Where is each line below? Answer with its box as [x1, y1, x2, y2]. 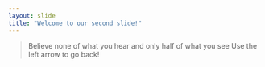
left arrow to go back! [27, 49, 100, 59]
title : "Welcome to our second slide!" [8, 19, 143, 27]
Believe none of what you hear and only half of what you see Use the [27, 41, 258, 50]
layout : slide [8, 11, 56, 20]
